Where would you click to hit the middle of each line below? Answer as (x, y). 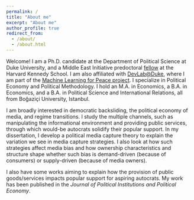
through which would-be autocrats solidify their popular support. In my (93, 129)
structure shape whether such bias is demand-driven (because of (86, 154)
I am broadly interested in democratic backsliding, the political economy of (97, 110)
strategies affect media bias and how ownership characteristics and (89, 147)
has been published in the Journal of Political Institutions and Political (91, 184)
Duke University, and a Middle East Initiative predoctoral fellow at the (90, 67)
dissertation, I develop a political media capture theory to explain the (90, 135)
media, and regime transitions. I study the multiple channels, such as (90, 116)
